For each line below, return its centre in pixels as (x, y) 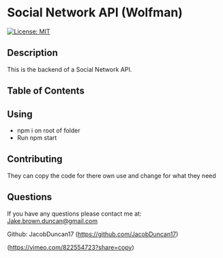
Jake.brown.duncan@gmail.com (53, 220)
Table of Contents (46, 91)
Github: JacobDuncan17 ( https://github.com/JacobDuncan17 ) (93, 234)
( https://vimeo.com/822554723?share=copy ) (71, 247)
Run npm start (37, 137)
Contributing (35, 159)
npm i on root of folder (48, 130)
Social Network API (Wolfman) (95, 13)
